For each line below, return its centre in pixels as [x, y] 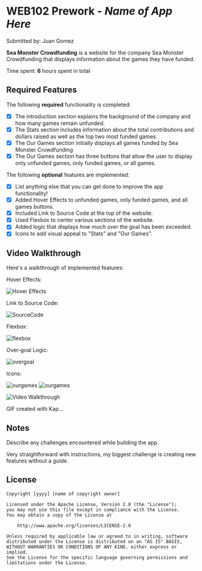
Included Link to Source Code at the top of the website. [84, 213]
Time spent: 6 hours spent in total [48, 70]
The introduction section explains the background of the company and [103, 116]
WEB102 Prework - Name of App [90, 11]
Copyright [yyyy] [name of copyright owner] [63, 494]
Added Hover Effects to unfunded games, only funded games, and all [101, 200]
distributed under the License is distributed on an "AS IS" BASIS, [94, 541]
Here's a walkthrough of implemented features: [65, 268]
